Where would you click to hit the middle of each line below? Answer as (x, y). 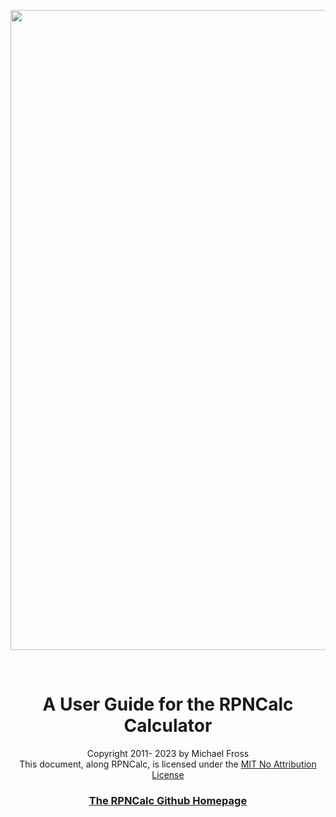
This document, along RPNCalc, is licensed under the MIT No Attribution (168, 764)
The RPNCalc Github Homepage (168, 800)
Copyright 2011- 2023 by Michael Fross (168, 753)
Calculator (168, 726)
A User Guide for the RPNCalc (168, 704)
